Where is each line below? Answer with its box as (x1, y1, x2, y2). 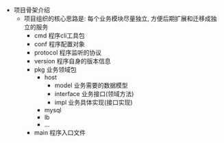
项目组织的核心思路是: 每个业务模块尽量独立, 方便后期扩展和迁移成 (23, 14, 211, 22)
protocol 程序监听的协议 (34, 48, 101, 57)
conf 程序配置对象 (34, 40, 86, 48)
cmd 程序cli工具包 (34, 31, 85, 39)
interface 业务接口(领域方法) (54, 90, 134, 97)
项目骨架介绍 (13, 6, 50, 14)
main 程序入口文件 (34, 129, 86, 136)
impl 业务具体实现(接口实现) (54, 98, 133, 106)
